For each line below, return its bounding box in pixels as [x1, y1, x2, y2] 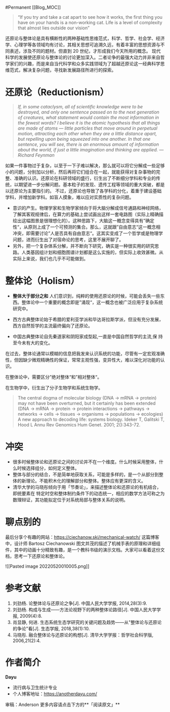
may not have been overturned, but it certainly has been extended [17, 400, 156, 406]
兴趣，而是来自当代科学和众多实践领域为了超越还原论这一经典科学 [22, 61, 160, 66]
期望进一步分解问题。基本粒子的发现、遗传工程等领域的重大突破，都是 [18, 181, 165, 187]
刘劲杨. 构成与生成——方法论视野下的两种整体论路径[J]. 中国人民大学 [12, 606, 157, 612]
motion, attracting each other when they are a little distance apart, [17, 130, 157, 136]
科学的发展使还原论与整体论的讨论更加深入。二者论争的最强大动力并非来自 [5, 54, 160, 60]
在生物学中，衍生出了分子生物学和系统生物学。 [5, 384, 103, 390]
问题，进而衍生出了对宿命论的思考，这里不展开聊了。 [12, 236, 124, 243]
